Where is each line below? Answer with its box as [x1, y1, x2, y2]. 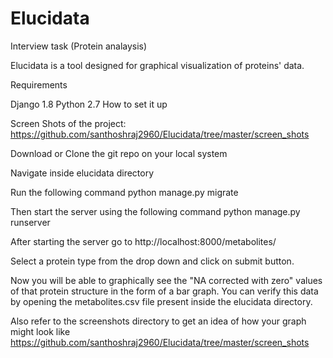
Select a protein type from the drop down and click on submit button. [10, 255, 295, 267]
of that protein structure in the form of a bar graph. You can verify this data [10, 285, 319, 297]
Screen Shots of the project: [10, 117, 127, 129]
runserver [10, 216, 51, 228]
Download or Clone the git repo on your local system [10, 147, 228, 159]
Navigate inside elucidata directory [10, 167, 155, 179]
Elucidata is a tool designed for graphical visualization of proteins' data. [10, 59, 305, 71]
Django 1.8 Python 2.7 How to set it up [10, 98, 168, 110]
